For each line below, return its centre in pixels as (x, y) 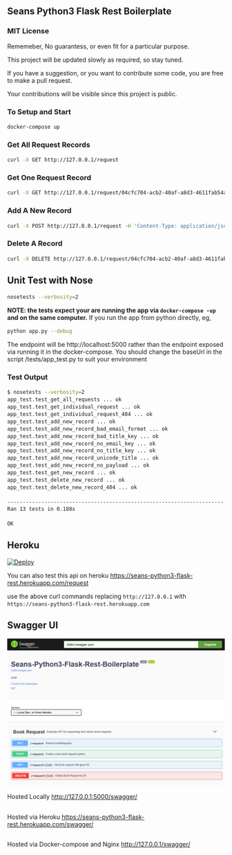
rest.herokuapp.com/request (48, 583)
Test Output (28, 377)
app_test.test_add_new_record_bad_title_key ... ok (83, 436)
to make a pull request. (40, 80)
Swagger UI (33, 625)
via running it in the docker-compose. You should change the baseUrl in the (115, 352)
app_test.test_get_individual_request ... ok (74, 407)
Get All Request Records (49, 145)
